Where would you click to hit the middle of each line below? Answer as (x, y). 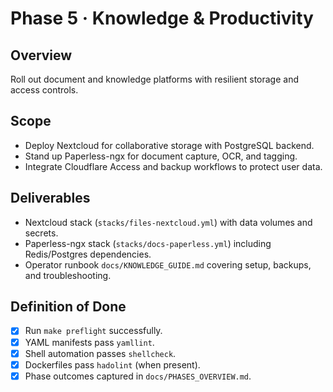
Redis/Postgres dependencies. (88, 254)
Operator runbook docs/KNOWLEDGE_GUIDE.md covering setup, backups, (168, 264)
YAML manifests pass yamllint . (89, 342)
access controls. (44, 90)
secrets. (41, 233)
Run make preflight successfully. (93, 331)
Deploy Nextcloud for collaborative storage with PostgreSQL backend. (169, 145)
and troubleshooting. (68, 275)
